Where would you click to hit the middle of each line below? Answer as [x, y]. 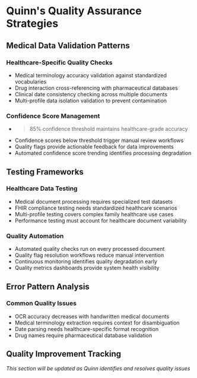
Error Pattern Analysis [48, 286]
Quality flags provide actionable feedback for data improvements [94, 147]
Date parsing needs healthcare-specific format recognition [87, 329]
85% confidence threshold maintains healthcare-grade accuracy [109, 129]
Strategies [32, 23]
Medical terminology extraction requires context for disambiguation [97, 323]
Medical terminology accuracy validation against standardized [91, 75]
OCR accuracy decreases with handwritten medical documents [92, 316]
